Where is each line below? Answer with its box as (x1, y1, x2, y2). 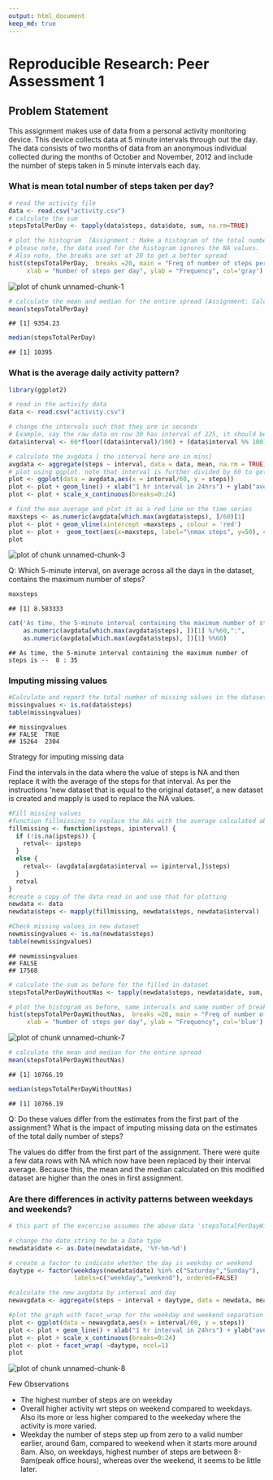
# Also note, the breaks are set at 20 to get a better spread (8, 252, 227, 261)
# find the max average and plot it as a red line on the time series (8, 506, 253, 514)
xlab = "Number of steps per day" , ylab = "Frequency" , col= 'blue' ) (26, 1018, 264, 1027)
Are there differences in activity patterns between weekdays (8, 1193, 253, 1205)
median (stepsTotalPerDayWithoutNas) (8, 1084, 132, 1093)
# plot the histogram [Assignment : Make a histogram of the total (8, 237, 245, 245)
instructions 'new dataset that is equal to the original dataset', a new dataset (8, 785, 263, 795)
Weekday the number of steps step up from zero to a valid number (19, 1430, 244, 1439)
